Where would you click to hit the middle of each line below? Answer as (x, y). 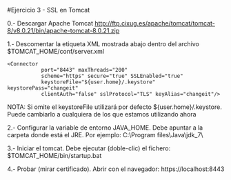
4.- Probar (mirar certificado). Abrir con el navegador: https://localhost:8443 (116, 169)
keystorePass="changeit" (43, 88)
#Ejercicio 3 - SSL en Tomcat (49, 10)
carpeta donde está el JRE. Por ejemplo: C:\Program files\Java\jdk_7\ (105, 135)
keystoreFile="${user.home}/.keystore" (98, 82)
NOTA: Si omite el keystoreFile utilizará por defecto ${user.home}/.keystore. (114, 107)
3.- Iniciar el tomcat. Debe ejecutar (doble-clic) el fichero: (89, 148)
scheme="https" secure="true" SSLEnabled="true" (112, 76)
